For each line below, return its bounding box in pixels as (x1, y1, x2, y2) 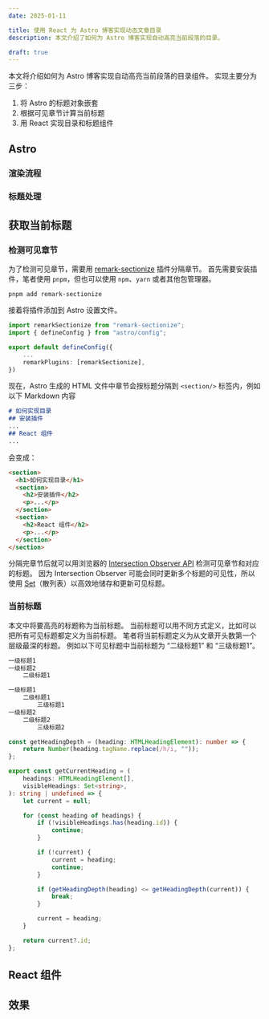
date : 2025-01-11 (8, 11, 67, 20)
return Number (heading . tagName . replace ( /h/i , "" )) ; (22, 745, 199, 753)
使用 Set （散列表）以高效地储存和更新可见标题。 (8, 579, 169, 588)
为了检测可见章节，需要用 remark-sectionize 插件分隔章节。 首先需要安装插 (8, 264, 258, 274)
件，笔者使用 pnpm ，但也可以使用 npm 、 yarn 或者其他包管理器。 (8, 274, 216, 284)
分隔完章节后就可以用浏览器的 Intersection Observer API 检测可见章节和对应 (8, 558, 259, 568)
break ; (51, 892, 74, 901)
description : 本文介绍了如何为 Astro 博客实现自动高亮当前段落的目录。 (8, 34, 224, 42)
